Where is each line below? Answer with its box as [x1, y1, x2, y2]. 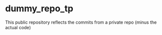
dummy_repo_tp [5, 3, 74, 14]
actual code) [5, 24, 31, 30]
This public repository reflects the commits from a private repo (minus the [5, 19, 157, 25]
